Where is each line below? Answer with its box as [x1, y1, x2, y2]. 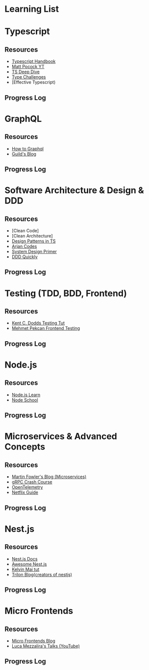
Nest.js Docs [11, 556, 38, 562]
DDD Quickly [11, 254, 38, 260]
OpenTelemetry [11, 484, 43, 490]
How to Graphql [11, 146, 44, 152]
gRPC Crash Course [11, 479, 52, 485]
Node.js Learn [11, 392, 41, 398]
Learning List [4, 3, 59, 15]
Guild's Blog [11, 151, 36, 157]
